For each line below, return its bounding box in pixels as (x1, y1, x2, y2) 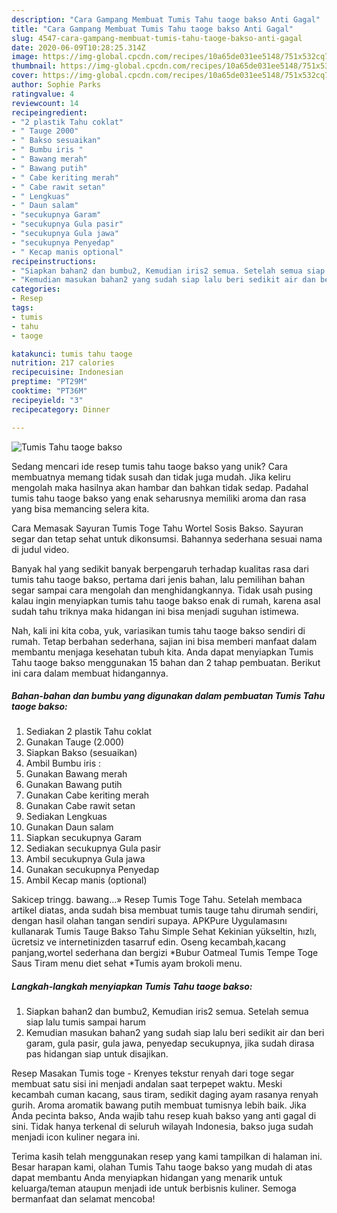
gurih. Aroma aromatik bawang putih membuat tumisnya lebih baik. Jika (11, 1099, 307, 1111)
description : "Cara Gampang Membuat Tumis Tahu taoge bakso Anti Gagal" (11, 14, 321, 25)
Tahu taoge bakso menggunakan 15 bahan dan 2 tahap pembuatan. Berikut (11, 656, 321, 668)
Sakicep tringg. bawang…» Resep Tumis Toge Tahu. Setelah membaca (11, 894, 303, 906)
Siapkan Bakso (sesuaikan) (25, 747, 138, 759)
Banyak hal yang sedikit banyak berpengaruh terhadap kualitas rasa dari (11, 562, 309, 575)
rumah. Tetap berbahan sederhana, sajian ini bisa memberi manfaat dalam (11, 635, 318, 647)
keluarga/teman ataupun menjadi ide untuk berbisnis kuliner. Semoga (11, 1182, 297, 1195)
